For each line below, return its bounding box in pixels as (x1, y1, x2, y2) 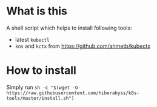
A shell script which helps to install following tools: (6, 24, 132, 31)
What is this (6, 4, 68, 18)
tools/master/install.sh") (6, 95, 75, 101)
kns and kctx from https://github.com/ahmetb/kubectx (15, 42, 150, 50)
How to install (6, 63, 77, 77)
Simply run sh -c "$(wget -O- (6, 83, 81, 91)
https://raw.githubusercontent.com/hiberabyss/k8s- (6, 89, 139, 96)
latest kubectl (15, 36, 50, 43)
